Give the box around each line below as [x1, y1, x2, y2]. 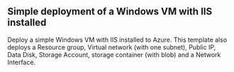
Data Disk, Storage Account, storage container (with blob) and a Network [7, 50, 221, 59]
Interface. [7, 58, 36, 66]
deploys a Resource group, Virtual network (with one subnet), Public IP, [7, 42, 216, 52]
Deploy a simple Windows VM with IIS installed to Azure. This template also [7, 35, 228, 44]
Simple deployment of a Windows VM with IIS [7, 6, 213, 18]
